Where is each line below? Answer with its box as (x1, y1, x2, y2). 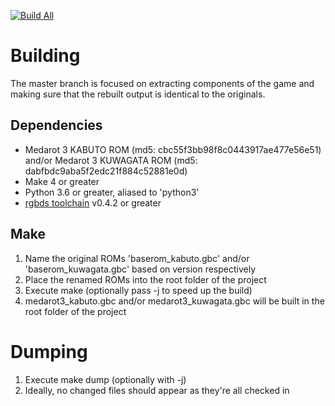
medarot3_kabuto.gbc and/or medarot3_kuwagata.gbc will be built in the (24, 295, 325, 307)
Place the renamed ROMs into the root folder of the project (24, 273, 267, 285)
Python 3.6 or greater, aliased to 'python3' (24, 186, 200, 198)
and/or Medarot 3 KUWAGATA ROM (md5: (24, 154, 198, 166)
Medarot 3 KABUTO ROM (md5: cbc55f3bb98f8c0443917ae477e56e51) (24, 143, 322, 155)
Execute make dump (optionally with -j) (24, 373, 187, 385)
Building (10, 45, 81, 67)
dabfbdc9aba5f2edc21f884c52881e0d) (24, 165, 188, 177)
